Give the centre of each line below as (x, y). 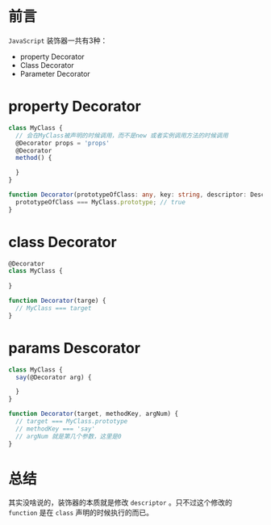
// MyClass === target (54, 308)
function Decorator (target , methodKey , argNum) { (94, 414)
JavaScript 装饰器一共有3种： (58, 40)
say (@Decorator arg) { (54, 377)
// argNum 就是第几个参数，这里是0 (69, 436)
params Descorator (75, 348)
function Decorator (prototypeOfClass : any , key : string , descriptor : (128, 195)
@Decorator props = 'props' (63, 143)
